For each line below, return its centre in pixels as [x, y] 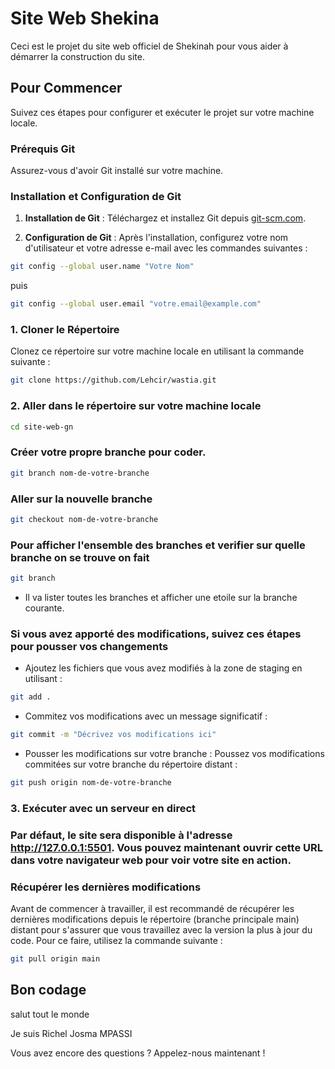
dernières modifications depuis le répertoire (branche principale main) [155, 919]
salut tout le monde [50, 1014]
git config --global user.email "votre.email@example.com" [136, 304]
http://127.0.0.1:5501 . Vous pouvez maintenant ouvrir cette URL [167, 847]
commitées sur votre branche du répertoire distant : [131, 764]
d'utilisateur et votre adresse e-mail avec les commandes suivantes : [166, 248]
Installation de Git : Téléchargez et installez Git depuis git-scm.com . [165, 218]
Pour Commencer [66, 88]
